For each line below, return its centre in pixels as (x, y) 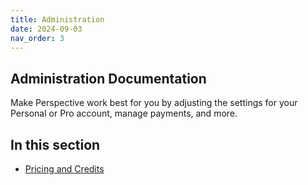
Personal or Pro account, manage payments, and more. (124, 113)
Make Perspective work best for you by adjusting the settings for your (154, 103)
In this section (55, 144)
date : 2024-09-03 (46, 29)
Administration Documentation (108, 78)
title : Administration (57, 19)
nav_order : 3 (37, 38)
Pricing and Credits (64, 169)
